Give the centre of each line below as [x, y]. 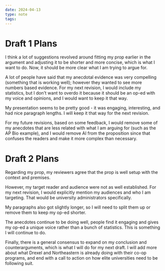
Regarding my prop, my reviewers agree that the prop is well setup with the [82, 172]
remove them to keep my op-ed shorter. [46, 213]
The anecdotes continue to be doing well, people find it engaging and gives [82, 222]
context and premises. [28, 178]
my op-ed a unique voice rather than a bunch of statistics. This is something [83, 227]
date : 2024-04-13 [23, 10]
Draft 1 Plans [31, 43]
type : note [16, 14]
